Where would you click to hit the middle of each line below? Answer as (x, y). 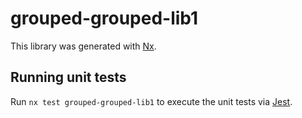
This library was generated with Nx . (83, 46)
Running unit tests (68, 77)
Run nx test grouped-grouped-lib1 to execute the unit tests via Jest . (151, 101)
